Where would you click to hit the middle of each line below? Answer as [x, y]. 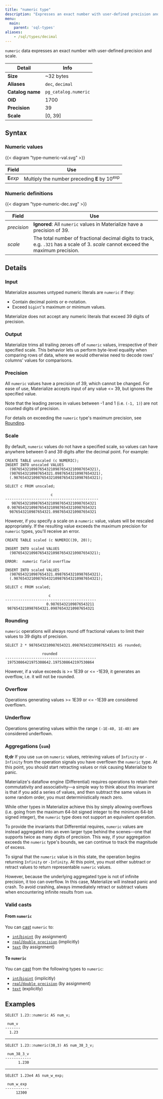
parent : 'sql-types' [34, 28]
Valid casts [18, 904]
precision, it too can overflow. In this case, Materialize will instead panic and [81, 882]
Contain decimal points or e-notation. [49, 302]
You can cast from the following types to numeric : [54, 969]
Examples [20, 1004]
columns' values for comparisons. [39, 360]
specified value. [21, 394]
